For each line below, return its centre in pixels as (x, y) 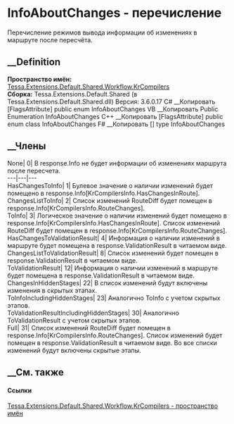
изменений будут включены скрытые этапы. (74, 350)
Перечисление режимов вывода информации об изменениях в (102, 32)
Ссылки (20, 390)
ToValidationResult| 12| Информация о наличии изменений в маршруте (112, 268)
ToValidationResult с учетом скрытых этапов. (74, 320)
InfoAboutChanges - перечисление (115, 13)
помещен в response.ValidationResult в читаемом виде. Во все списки (112, 342)
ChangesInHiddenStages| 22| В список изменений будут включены (108, 282)
